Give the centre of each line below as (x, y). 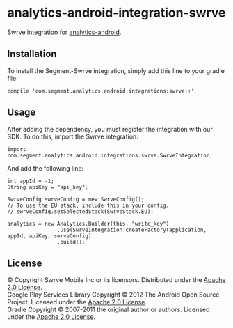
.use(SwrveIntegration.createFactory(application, (132, 230)
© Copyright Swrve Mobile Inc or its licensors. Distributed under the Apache (116, 280)
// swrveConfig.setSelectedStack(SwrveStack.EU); (81, 211)
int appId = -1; (31, 181)
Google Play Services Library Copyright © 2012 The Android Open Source (113, 295)
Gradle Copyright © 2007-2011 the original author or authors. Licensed (109, 310)
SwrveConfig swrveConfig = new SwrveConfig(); (76, 199)
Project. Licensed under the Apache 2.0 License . (77, 302)
